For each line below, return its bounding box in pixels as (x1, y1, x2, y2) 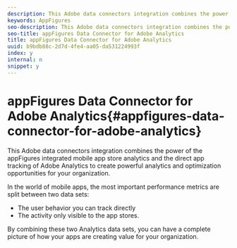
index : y (7, 50, 33, 57)
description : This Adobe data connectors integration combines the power (7, 10, 229, 18)
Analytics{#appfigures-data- (49, 108, 225, 124)
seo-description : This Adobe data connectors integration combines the (7, 23, 222, 30)
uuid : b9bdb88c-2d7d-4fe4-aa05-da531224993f (7, 43, 140, 50)
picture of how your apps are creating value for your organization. (7, 232, 199, 240)
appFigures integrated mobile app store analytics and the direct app (7, 154, 205, 162)
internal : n (7, 56, 42, 63)
